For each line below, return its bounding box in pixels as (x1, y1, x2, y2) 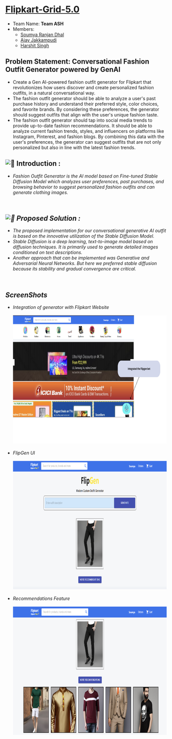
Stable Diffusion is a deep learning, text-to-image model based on (12, 239, 153, 245)
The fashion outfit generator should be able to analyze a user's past (12, 95, 156, 101)
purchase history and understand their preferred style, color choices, (12, 101, 159, 107)
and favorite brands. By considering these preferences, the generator (12, 106, 160, 112)
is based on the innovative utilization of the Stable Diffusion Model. (12, 233, 155, 239)
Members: (12, 26, 35, 32)
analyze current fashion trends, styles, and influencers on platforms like (12, 128, 164, 134)
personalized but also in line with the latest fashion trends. (12, 144, 136, 150)
